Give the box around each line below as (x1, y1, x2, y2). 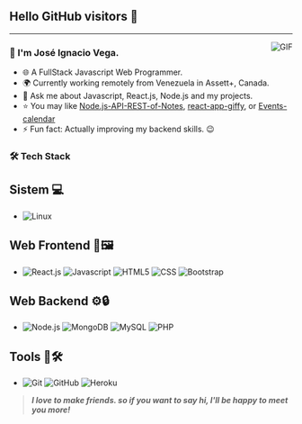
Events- (258, 101, 288, 112)
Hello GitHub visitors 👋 (9, 9, 138, 24)
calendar (22, 113, 56, 124)
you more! (31, 404, 71, 415)
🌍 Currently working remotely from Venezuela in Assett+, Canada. (22, 77, 270, 88)
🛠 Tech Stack (9, 150, 71, 163)
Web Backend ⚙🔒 (9, 293, 110, 309)
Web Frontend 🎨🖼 (9, 238, 114, 253)
